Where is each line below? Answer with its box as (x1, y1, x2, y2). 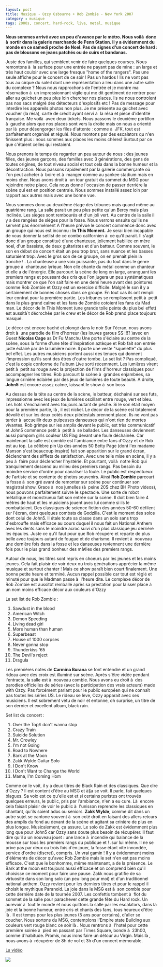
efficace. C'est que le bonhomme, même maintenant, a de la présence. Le (5, 860, 153, 866)
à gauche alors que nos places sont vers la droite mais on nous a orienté (5, 121, 151, 127)
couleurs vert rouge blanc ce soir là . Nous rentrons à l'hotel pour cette (5, 922, 148, 928)
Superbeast (12, 631, 36, 637)
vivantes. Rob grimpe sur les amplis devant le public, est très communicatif (5, 422, 155, 428)
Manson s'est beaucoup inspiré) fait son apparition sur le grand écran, (5, 448, 146, 454)
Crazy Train (12, 727, 36, 733)
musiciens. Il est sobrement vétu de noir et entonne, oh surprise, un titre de (5, 698, 156, 703)
